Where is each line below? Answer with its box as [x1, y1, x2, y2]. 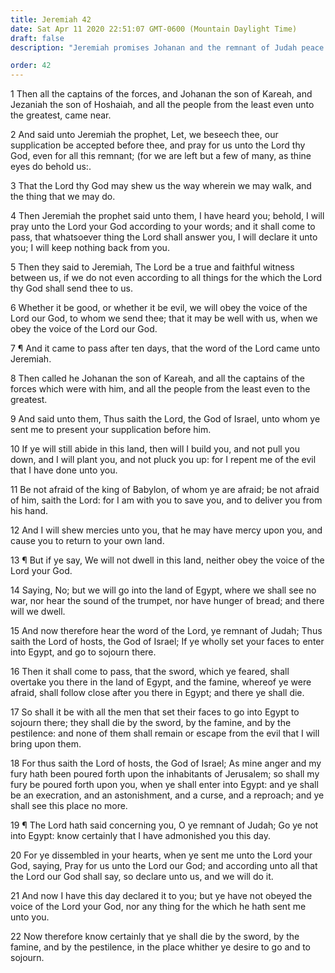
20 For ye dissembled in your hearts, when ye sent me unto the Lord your [10, 849, 313, 861]
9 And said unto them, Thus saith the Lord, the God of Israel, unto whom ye [10, 413, 321, 425]
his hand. [10, 505, 49, 517]
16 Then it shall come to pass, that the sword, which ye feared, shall [10, 666, 290, 678]
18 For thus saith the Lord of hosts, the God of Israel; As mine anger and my [10, 757, 322, 770]
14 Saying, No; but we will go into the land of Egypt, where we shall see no [10, 584, 317, 596]
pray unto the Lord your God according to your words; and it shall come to [10, 221, 316, 233]
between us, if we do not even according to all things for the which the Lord [10, 272, 323, 284]
